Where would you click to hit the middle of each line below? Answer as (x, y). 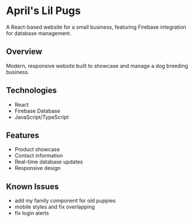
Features (23, 135)
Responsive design (38, 168)
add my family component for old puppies (65, 201)
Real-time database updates (49, 162)
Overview (24, 52)
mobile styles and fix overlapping (55, 207)
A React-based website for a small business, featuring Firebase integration (96, 27)
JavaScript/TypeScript (42, 117)
